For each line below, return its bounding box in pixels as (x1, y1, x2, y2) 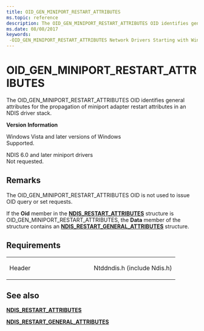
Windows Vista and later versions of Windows (6, 133, 121, 140)
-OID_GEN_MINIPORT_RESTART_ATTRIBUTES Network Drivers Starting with (8, 37, 189, 43)
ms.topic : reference (6, 15, 59, 21)
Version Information (6, 121, 58, 128)
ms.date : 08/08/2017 (6, 26, 59, 32)
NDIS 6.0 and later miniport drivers (6, 151, 93, 158)
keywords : (6, 32, 32, 38)
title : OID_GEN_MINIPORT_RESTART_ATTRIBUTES (6, 9, 121, 15)
